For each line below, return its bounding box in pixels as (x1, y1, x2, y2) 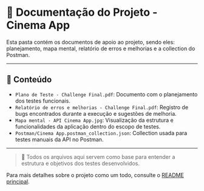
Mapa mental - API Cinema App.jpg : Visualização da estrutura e (15, 116, 174, 124)
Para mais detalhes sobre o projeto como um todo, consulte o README (6, 171, 184, 178)
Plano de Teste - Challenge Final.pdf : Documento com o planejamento (15, 90, 198, 98)
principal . (6, 178, 30, 185)
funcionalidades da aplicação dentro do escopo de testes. (15, 122, 161, 130)
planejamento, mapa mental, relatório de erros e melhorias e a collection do (6, 45, 195, 52)
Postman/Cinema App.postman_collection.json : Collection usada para (15, 129, 188, 136)
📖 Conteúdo (6, 75, 52, 85)
